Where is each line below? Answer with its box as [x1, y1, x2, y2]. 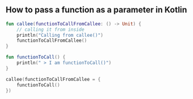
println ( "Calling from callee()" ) [16, 32, 103, 38]
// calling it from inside [16, 27, 85, 33]
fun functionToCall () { [5, 54, 66, 60]
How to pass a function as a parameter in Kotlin [5, 5, 188, 15]
